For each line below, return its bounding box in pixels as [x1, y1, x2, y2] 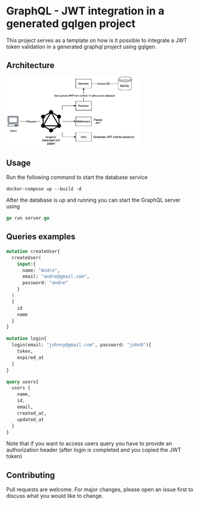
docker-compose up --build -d [6, 186, 82, 192]
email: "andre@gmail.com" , [22, 273, 90, 279]
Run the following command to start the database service [6, 174, 148, 181]
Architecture [6, 60, 55, 71]
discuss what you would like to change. [6, 492, 104, 500]
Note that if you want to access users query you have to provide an [6, 440, 173, 447]
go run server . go [6, 215, 50, 221]
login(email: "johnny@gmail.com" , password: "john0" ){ [11, 342, 152, 348]
